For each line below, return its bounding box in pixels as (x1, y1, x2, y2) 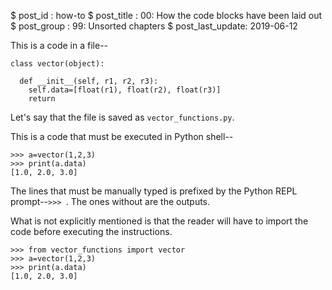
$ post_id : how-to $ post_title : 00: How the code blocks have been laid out (10, 10, 323, 21)
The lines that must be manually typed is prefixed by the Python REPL (10, 185, 298, 197)
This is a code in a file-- (10, 40, 109, 51)
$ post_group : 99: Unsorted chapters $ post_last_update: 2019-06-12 (10, 20, 298, 32)
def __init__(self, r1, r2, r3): (19, 76, 159, 86)
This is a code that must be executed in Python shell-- (10, 131, 234, 142)
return (28, 94, 56, 104)
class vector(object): (10, 59, 105, 69)
